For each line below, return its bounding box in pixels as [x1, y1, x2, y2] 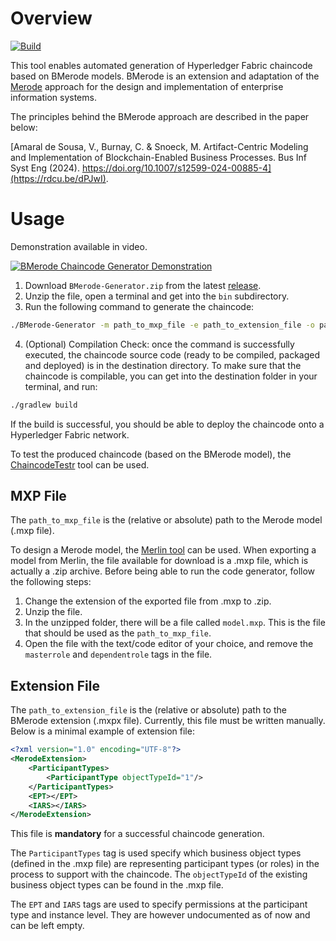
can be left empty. [10, 920, 85, 932]
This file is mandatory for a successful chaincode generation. [10, 828, 265, 840]
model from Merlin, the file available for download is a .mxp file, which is [10, 555, 309, 567]
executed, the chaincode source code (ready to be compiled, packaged [24, 348, 320, 361]
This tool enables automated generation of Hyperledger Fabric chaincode [10, 59, 313, 71]
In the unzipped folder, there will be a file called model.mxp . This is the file [24, 617, 326, 629]
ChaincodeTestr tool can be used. [10, 458, 150, 471]
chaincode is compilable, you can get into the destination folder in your [24, 370, 318, 382]
